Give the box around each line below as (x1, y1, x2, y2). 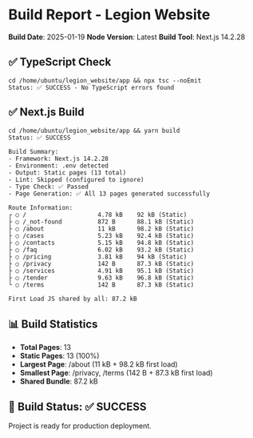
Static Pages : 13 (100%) (19, 351, 100, 361)
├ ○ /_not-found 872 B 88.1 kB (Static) (8, 218, 195, 226)
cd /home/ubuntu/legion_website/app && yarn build (8, 127, 180, 135)
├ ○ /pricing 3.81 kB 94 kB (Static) (8, 252, 188, 261)
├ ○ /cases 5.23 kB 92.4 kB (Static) (8, 231, 195, 239)
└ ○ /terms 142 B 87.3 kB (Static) (8, 280, 195, 289)
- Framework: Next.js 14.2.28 (8, 155, 109, 163)
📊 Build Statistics (8, 317, 98, 331)
